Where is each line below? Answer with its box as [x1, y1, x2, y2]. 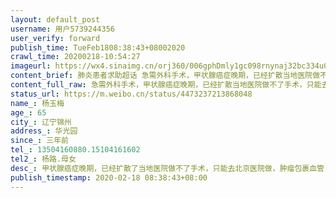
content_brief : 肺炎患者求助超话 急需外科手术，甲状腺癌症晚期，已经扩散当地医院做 [10, 71, 321, 81]
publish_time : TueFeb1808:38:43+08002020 [10, 42, 186, 53]
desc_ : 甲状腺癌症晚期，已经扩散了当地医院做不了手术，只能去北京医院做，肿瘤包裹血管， [10, 163, 332, 173]
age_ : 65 [10, 107, 47, 118]
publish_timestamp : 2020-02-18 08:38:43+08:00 [10, 172, 208, 183]
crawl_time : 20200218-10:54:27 [10, 52, 141, 62]
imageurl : [10, 61, 52, 71]
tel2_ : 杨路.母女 [10, 154, 77, 164]
